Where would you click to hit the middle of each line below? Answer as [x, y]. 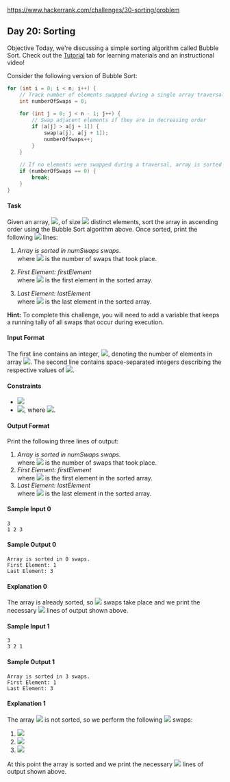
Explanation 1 [26, 704]
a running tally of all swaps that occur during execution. [86, 322]
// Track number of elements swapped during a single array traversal [122, 95]
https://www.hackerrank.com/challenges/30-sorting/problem [93, 10]
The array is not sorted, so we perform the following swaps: [100, 720]
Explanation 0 [27, 586]
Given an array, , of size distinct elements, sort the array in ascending [113, 221]
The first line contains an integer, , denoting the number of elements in [110, 354]
